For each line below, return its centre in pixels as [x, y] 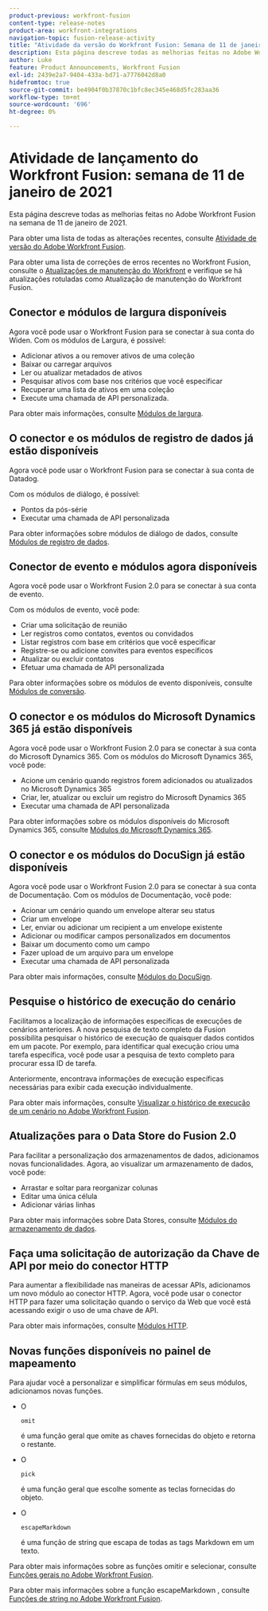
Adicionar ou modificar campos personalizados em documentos [126, 936]
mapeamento [43, 1363]
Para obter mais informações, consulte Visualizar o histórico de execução [130, 1102]
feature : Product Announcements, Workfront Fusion [95, 68]
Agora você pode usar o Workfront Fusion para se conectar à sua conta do [132, 331]
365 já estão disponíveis [71, 729]
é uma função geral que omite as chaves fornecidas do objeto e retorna [138, 1436]
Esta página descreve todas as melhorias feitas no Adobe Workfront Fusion [132, 214]
